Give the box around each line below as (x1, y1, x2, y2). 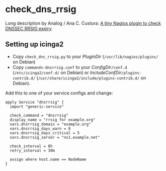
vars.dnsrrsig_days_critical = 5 (10, 130, 80, 135)
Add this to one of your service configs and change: (5, 90, 113, 96)
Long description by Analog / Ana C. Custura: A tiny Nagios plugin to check (5, 20, 161, 26)
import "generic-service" (10, 104, 64, 109)
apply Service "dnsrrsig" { (5, 100, 64, 105)
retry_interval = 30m (10, 148, 55, 153)
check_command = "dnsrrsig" (10, 113, 69, 118)
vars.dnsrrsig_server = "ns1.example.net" (10, 135, 100, 140)
